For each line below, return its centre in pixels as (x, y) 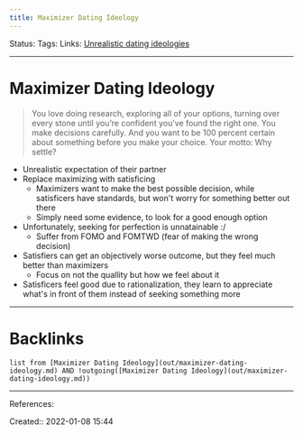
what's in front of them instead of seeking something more (131, 293)
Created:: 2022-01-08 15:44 (62, 421)
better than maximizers (65, 265)
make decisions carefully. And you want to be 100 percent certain (153, 133)
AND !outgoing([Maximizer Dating (124, 371)
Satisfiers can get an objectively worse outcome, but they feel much (149, 255)
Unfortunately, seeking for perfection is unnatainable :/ (124, 226)
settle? (44, 152)
